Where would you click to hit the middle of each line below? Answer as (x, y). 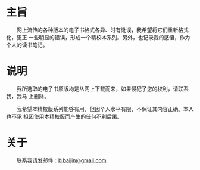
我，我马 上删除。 (28, 96)
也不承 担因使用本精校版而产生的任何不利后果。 (64, 116)
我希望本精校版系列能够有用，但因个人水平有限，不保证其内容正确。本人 (105, 109)
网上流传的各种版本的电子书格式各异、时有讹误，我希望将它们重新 (97, 30)
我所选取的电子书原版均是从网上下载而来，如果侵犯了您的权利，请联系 (102, 89)
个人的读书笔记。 (27, 45)
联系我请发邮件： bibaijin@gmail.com (61, 160)
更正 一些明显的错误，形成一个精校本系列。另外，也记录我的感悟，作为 (103, 37)
